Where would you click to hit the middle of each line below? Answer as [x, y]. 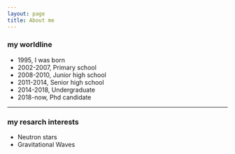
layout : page [26, 14]
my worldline [30, 45]
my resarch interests [43, 122]
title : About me [31, 20]
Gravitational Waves [46, 145]
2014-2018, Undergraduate [56, 90]
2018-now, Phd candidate [54, 97]
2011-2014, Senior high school [60, 82]
